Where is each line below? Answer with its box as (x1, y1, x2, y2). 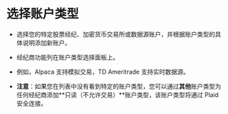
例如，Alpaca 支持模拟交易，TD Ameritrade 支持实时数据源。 (16, 68, 190, 76)
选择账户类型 (6, 6, 80, 22)
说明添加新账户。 (22, 38, 71, 46)
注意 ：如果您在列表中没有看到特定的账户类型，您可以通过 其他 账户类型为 (16, 82, 221, 90)
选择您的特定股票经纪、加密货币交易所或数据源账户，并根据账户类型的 (16, 30, 216, 38)
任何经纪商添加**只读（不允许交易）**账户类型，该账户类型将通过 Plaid (16, 90, 219, 99)
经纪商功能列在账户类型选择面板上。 (16, 53, 119, 61)
